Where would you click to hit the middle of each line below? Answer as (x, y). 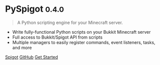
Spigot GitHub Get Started (32, 57)
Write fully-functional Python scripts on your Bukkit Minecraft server (81, 32)
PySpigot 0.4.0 (34, 9)
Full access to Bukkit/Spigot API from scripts (57, 37)
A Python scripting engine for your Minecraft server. (70, 22)
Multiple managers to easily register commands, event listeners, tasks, (84, 42)
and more (22, 47)
